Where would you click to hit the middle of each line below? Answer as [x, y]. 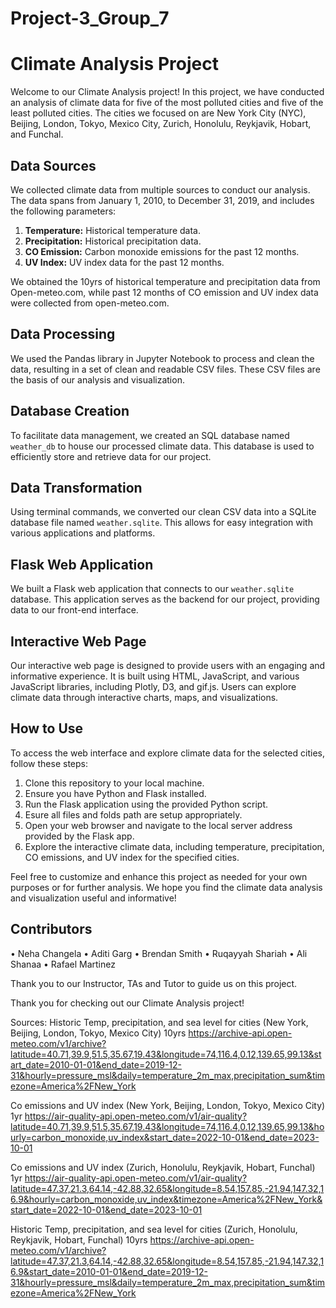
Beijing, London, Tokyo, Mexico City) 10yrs [98, 1033]
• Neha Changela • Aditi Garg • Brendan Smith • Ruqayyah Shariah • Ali [159, 953]
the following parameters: [63, 211]
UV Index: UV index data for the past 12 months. [124, 262]
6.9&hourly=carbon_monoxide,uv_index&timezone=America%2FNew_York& [166, 1199]
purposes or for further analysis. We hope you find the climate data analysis [166, 887]
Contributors [51, 929]
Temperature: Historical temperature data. [112, 230]
